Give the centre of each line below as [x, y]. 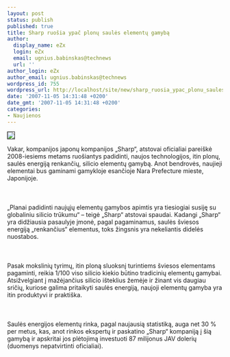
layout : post [26, 13]
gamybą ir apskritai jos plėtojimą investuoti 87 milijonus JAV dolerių [102, 338]
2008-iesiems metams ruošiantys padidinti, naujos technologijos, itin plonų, [114, 156]
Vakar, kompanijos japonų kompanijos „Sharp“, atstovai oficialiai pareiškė [110, 149]
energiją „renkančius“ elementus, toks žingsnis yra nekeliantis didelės [105, 229]
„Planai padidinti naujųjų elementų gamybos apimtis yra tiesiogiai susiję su [112, 207]
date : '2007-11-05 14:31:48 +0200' [58, 97]
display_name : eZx [40, 45]
